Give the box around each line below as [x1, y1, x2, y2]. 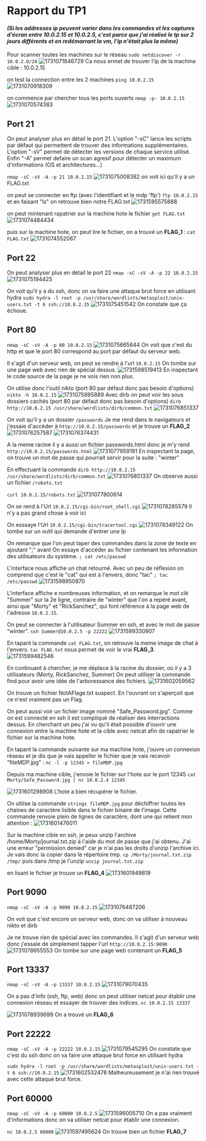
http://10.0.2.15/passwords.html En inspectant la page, [7, 447, 196, 454]
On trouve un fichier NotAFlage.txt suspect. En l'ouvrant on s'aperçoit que [7, 689, 194, 696]
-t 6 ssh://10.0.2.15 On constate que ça [34, 300, 187, 308]
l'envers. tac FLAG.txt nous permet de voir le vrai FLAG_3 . [7, 645, 155, 653]
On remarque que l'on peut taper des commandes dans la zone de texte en [7, 539, 197, 547]
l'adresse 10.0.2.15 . [7, 609, 58, 616]
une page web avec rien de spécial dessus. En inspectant [7, 366, 198, 373]
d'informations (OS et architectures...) [7, 161, 103, 169]
